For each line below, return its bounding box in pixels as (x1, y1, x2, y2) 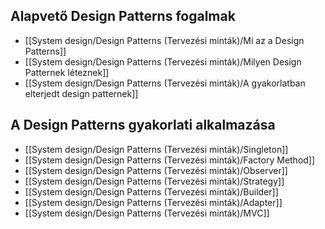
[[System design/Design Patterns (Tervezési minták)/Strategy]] (24, 175, 285, 187)
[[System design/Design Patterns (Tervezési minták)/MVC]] (24, 207, 270, 219)
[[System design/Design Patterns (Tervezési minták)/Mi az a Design (24, 34, 305, 46)
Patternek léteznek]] (24, 66, 110, 78)
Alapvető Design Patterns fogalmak (10, 8, 236, 25)
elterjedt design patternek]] (24, 87, 139, 99)
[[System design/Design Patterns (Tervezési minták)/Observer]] (24, 164, 288, 176)
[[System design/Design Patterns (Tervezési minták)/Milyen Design (24, 55, 302, 68)
